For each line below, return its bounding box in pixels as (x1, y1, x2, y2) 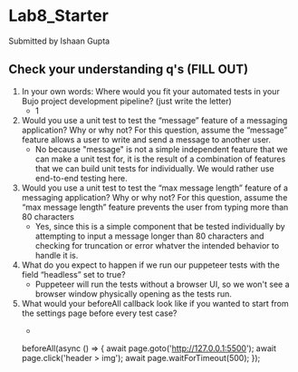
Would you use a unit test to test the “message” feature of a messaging (21, 114, 288, 125)
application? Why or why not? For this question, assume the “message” (21, 124, 288, 135)
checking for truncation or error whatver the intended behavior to (34, 240, 280, 250)
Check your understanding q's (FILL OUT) (8, 62, 249, 77)
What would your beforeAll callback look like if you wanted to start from (21, 298, 289, 308)
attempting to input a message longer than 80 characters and (34, 230, 264, 241)
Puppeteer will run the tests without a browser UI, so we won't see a (34, 279, 291, 289)
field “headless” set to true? (21, 269, 126, 279)
